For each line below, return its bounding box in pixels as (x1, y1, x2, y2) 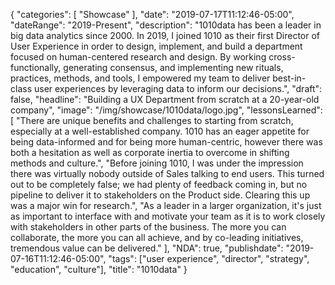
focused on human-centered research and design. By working (10, 51, 267, 63)
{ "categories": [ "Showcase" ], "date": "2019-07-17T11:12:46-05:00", (10, 9, 295, 20)
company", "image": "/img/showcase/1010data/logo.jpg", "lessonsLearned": (10, 104, 323, 116)
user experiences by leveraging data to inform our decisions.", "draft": (33, 83, 323, 94)
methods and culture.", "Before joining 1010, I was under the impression (10, 157, 304, 169)
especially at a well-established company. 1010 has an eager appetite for (10, 125, 310, 137)
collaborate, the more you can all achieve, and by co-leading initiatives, (10, 232, 304, 243)
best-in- (272, 72, 307, 84)
